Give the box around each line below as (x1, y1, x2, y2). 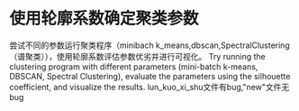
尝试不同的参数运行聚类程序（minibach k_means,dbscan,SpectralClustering (9, 40, 290, 51)
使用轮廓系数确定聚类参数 (9, 8, 200, 29)
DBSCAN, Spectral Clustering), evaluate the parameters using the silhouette (9, 70, 291, 81)
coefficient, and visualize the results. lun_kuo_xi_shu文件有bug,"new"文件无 (9, 81, 290, 92)
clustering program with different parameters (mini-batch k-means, (9, 60, 258, 72)
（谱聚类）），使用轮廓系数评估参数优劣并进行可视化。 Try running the (9, 51, 266, 61)
